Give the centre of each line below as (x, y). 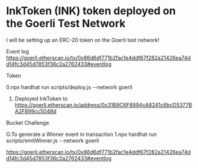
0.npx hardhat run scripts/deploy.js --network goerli (69, 87)
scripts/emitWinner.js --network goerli (53, 140)
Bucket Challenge (27, 122)
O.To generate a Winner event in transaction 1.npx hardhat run (82, 134)
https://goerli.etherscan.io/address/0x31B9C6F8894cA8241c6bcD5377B (103, 104)
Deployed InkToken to (41, 99)
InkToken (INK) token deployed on (91, 11)
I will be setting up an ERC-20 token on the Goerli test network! (83, 40)
